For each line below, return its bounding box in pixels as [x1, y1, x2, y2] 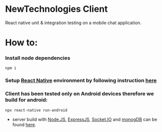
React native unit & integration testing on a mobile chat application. [5, 20, 142, 26]
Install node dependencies [5, 55, 70, 62]
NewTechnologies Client [5, 3, 108, 15]
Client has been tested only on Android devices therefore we [5, 90, 154, 97]
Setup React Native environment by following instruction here [5, 77, 157, 84]
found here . [12, 122, 36, 128]
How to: [5, 37, 38, 48]
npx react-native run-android [5, 107, 68, 113]
